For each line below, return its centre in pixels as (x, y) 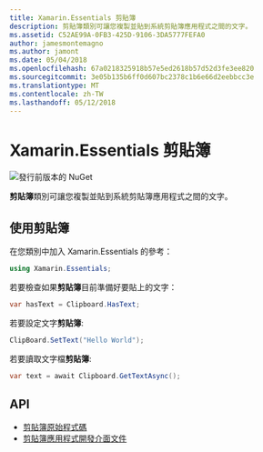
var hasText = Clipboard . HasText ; (75, 305)
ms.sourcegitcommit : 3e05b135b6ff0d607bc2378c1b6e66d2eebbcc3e (132, 77)
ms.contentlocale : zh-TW (56, 94)
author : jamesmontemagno (56, 43)
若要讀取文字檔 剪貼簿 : (51, 358)
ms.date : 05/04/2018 (49, 60)
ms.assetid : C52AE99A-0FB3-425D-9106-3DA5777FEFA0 (107, 35)
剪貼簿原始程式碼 (55, 427)
